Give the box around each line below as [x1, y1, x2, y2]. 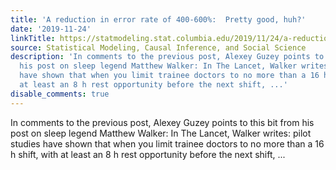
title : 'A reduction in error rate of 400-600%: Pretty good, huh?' [10, 14, 307, 25]
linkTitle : [10, 33, 56, 43]
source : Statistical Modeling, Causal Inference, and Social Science [10, 42, 307, 53]
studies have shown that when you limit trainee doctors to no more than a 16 [10, 137, 325, 150]
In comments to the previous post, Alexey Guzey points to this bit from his [10, 116, 315, 128]
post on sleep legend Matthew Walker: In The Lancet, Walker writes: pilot [10, 127, 312, 139]
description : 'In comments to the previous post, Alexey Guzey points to [10, 52, 325, 62]
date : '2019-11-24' [10, 24, 92, 34]
